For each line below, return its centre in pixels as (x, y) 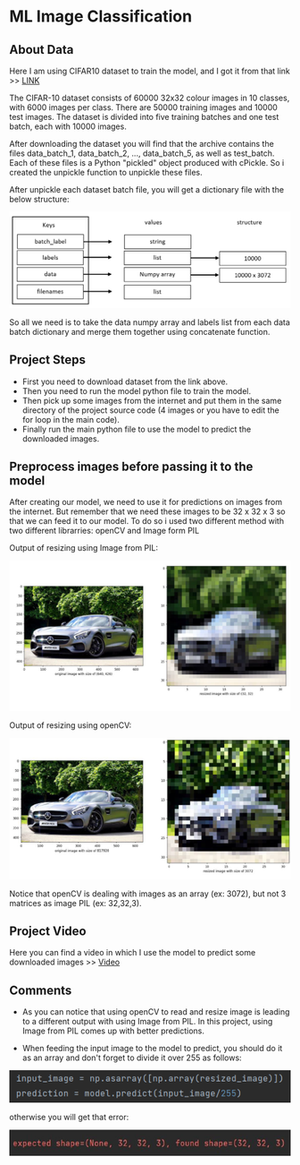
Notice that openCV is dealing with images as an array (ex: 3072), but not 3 (148, 894)
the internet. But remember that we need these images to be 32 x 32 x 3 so (147, 511)
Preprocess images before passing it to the (131, 466)
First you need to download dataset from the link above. (125, 381)
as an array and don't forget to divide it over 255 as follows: (132, 1058)
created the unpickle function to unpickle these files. (106, 172)
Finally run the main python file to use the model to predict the (137, 429)
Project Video (48, 931)
